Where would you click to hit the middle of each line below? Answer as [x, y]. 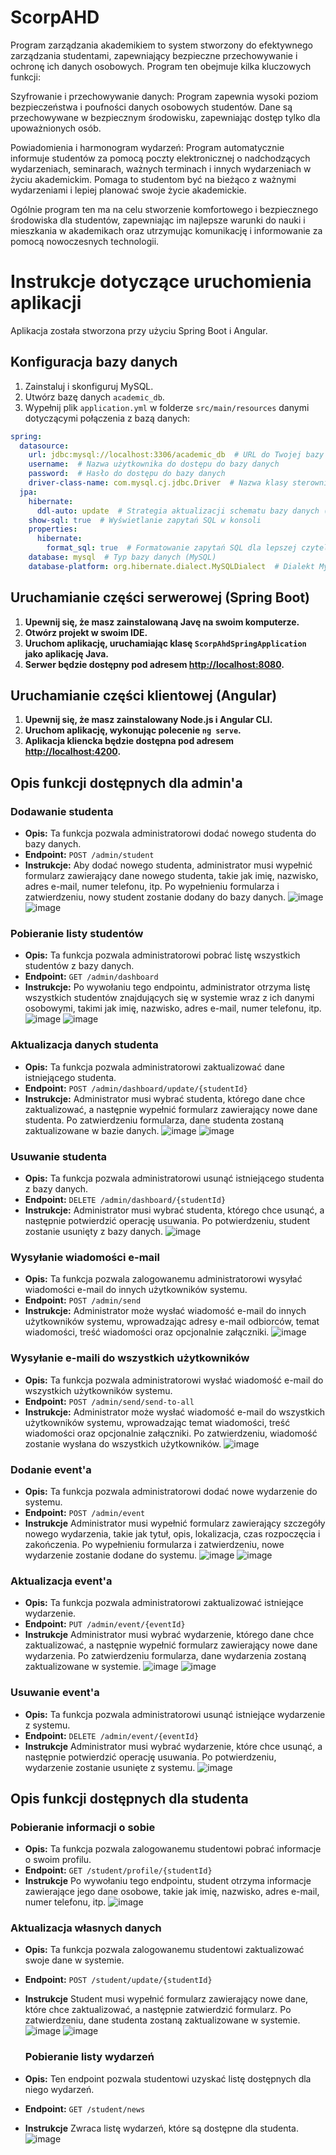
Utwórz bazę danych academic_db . [94, 397]
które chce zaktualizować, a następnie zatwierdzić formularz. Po [158, 2010]
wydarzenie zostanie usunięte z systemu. [110, 1767]
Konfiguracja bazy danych [94, 362]
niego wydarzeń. [59, 2089]
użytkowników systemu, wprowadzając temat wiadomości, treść [157, 1422]
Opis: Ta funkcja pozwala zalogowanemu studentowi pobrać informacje [173, 1849]
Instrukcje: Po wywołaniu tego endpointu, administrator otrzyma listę [167, 987]
